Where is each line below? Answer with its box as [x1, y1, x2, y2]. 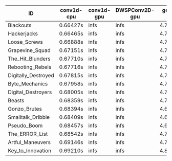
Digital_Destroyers [8, 88, 52, 96]
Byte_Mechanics [8, 80, 48, 87]
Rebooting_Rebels [8, 64, 52, 70]
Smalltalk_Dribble [8, 114, 50, 120]
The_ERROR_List [8, 131, 48, 137]
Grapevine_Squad [8, 47, 51, 53]
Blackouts [8, 22, 32, 29]
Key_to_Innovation [8, 147, 52, 154]
